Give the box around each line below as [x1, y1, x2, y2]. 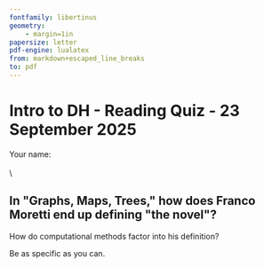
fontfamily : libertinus [9, 12, 98, 22]
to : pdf [9, 63, 38, 72]
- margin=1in [25, 29, 74, 38]
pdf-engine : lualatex [9, 46, 90, 55]
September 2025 [9, 120, 137, 140]
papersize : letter [9, 37, 77, 47]
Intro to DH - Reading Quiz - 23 [9, 101, 240, 121]
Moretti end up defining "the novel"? [9, 208, 218, 223]
